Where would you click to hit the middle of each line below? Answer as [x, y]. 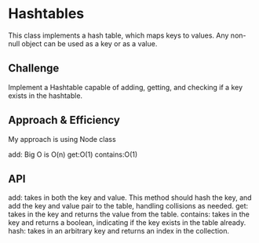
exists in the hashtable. [46, 96]
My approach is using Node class [62, 139]
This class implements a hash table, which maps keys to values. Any [119, 35]
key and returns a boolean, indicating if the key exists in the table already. [127, 223]
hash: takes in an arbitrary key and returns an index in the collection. [119, 231]
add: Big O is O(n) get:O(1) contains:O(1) [73, 154]
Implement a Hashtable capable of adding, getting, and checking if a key [126, 87]
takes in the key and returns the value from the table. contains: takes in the [129, 214]
